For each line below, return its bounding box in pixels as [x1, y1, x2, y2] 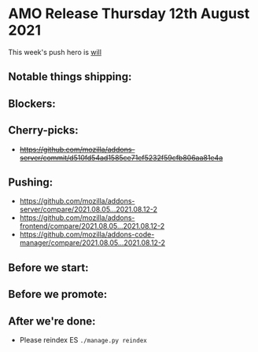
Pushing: [8, 175, 53, 189]
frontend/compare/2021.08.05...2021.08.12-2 [19, 222, 165, 231]
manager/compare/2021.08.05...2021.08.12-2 [19, 238, 166, 247]
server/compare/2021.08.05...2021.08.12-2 [19, 205, 157, 214]
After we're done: [8, 314, 96, 328]
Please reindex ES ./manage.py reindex [19, 335, 148, 344]
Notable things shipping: [8, 70, 132, 83]
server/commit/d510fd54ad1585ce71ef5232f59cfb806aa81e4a [19, 152, 223, 162]
